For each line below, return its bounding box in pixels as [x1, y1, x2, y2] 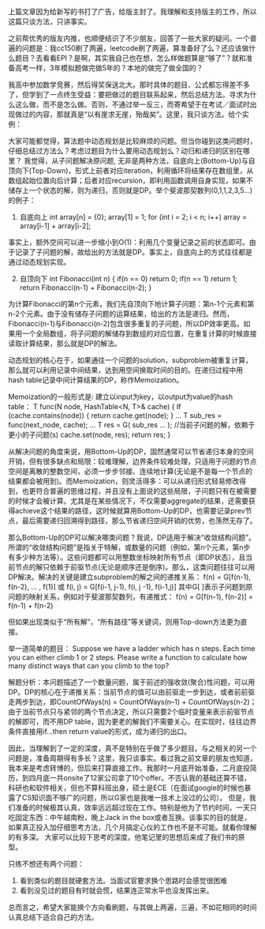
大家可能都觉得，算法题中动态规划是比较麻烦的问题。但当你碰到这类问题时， [8, 137, 257, 145]
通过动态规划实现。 [8, 258, 71, 266]
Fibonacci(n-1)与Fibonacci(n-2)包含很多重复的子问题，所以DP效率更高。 [8, 319, 244, 328]
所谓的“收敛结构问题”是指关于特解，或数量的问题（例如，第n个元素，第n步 [8, 543, 251, 551]
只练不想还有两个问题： [8, 859, 84, 868]
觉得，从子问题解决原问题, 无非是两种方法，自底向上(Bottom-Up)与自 [30, 156, 256, 165]
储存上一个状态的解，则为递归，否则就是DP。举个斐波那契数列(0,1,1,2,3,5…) [8, 186, 253, 195]
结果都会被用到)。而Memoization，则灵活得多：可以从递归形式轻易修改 [8, 476, 240, 486]
